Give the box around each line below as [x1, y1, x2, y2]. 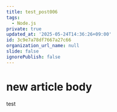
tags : [6, 15, 20, 21]
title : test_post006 [6, 8, 58, 15]
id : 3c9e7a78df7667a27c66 [6, 37, 71, 43]
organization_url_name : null [6, 43, 80, 49]
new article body [6, 80, 92, 94]
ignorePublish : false [6, 54, 61, 60]
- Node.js [11, 20, 36, 26]
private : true [6, 25, 42, 32]
